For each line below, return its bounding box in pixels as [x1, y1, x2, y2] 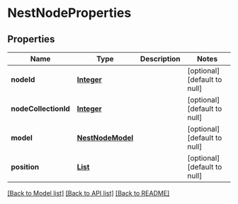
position [11, 162, 40, 172]
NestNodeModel [76, 133, 134, 143]
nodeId [11, 75, 35, 84]
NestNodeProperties [7, 5, 132, 21]
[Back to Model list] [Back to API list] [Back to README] [7, 189, 170, 197]
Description [140, 54, 181, 64]
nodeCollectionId [11, 104, 71, 114]
